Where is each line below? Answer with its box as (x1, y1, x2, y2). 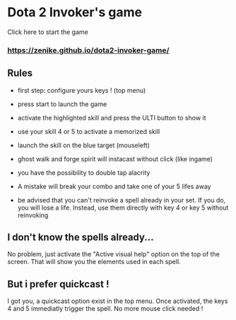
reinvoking (17, 210, 49, 219)
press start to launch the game (17, 100, 107, 108)
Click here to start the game (7, 28, 88, 36)
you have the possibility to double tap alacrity (17, 168, 151, 177)
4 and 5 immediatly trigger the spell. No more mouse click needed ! (7, 304, 203, 313)
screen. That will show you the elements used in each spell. (7, 258, 182, 266)
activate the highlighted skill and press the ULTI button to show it (17, 113, 206, 122)
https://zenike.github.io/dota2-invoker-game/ (7, 45, 170, 55)
